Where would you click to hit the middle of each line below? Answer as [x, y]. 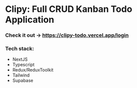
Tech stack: [20, 49]
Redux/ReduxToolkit [33, 70]
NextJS [20, 59]
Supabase [23, 81]
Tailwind [21, 75]
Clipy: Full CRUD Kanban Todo [69, 9]
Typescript [23, 65]
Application [30, 20]
